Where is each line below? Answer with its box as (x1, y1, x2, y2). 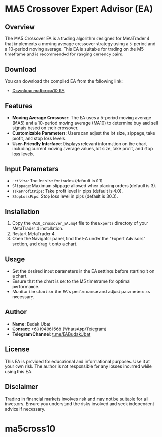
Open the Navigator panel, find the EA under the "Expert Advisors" (12, 236, 146, 242)
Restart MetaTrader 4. (12, 231, 56, 237)
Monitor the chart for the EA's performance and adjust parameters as (12, 289, 150, 295)
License (5, 346, 30, 354)
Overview (5, 23, 35, 31)
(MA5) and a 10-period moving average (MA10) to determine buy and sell (12, 120, 158, 126)
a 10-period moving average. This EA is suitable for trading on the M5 (5, 46, 144, 52)
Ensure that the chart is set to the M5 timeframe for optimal (12, 278, 130, 284)
